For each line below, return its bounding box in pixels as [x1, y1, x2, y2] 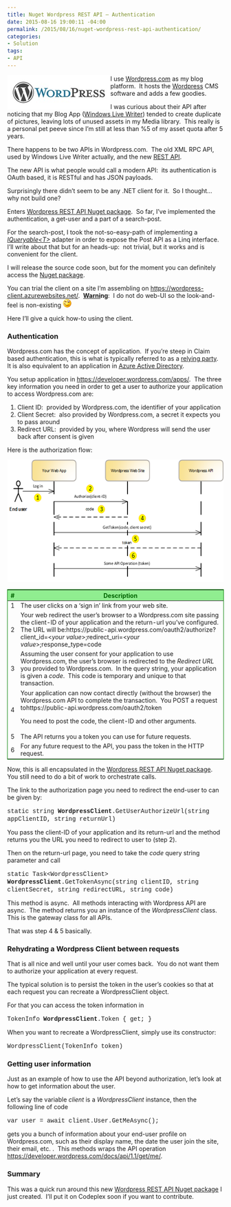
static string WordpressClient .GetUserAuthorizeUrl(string [7, 807, 210, 815]
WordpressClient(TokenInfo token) [7, 1042, 123, 1050]
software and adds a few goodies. [110, 89, 207, 97]
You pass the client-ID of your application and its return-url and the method [7, 828, 221, 836]
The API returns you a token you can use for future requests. [20, 732, 191, 741]
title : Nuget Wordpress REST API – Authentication [7, 11, 155, 18]
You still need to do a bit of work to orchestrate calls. [7, 772, 157, 781]
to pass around [16, 418, 60, 426]
